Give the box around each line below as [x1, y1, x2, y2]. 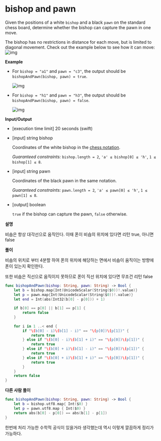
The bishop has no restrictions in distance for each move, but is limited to [5, 39, 152, 45]
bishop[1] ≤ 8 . [12, 159, 42, 164]
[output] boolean [12, 201, 46, 207]
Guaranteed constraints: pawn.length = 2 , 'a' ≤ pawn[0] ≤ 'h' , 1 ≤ [12, 187, 147, 193]
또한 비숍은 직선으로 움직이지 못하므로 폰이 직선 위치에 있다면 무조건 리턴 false [5, 273, 153, 279]
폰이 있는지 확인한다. [5, 263, 44, 269]
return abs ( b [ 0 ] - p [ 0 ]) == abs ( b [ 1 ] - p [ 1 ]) [14, 410, 108, 415]
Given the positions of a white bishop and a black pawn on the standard [5, 19, 145, 25]
